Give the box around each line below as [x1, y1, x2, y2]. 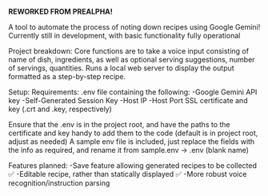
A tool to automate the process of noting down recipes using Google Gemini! [8, 22, 261, 31]
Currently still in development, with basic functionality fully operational [8, 31, 241, 40]
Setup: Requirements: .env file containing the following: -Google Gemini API [8, 87, 258, 97]
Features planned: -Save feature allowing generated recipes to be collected [8, 161, 258, 170]
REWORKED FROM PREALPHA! [8, 7, 114, 16]
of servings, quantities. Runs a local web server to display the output [8, 63, 234, 73]
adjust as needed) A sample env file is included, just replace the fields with [8, 137, 255, 146]
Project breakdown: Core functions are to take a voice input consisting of [8, 46, 250, 55]
